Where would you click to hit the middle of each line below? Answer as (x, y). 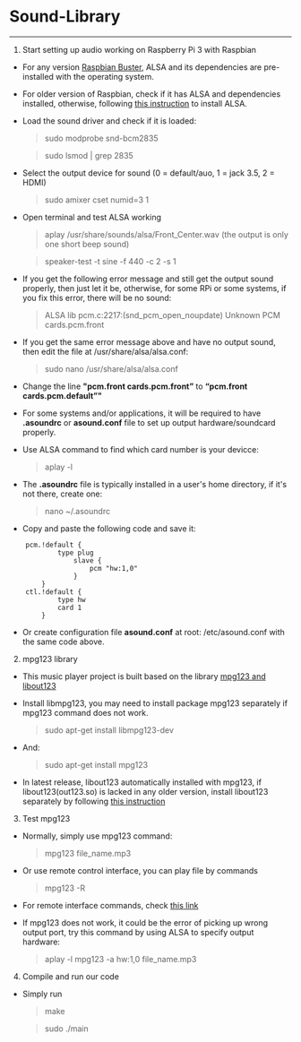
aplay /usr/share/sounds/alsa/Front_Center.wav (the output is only (167, 234)
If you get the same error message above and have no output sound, (149, 341)
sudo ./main (67, 1029)
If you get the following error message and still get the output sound (148, 279)
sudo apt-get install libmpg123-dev (109, 730)
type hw (72, 599)
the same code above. (63, 642)
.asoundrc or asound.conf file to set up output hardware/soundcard (149, 422)
